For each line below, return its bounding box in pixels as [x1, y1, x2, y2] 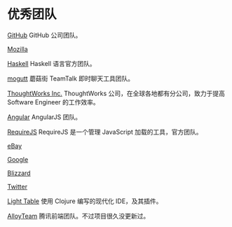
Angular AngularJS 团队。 [7, 113, 82, 121]
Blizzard [7, 169, 31, 177]
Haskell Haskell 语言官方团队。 [7, 59, 96, 67]
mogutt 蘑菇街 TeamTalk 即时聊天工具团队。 [7, 74, 135, 83]
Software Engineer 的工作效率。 [7, 97, 100, 106]
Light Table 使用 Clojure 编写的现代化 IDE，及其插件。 [7, 197, 163, 205]
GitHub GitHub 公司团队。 [7, 31, 82, 39]
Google [7, 155, 29, 163]
